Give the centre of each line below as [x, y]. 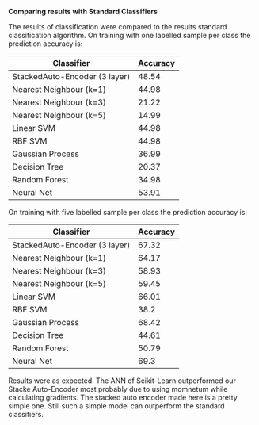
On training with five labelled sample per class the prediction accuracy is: [128, 212]
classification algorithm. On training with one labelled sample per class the [129, 35]
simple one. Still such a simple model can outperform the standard [116, 406]
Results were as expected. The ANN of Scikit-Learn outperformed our [122, 381]
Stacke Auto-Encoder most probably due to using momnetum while [118, 389]
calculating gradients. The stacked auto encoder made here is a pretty [123, 397]
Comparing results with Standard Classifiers [83, 11]
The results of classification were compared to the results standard [118, 27]
